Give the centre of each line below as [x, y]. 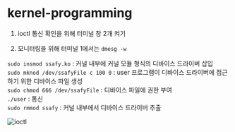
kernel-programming [70, 13]
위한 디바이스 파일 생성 [52, 81]
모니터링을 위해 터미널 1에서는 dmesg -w [72, 48]
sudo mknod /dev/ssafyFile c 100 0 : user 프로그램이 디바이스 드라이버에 [111, 72]
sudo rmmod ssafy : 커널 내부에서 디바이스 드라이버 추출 [84, 107]
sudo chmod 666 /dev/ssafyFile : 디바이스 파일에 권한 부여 [90, 90]
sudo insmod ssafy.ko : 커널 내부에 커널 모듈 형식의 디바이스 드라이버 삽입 [110, 63]
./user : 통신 [25, 98]
